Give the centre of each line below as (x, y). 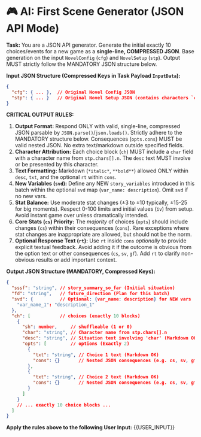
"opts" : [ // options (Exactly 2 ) (76, 344)
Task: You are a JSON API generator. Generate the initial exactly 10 (89, 45)
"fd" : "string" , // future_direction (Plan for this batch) (91, 294)
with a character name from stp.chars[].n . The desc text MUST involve (103, 158)
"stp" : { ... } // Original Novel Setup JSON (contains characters (100, 98)
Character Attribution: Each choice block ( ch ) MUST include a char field (104, 152)
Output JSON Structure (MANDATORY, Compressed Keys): (81, 271)
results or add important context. (76, 260)
